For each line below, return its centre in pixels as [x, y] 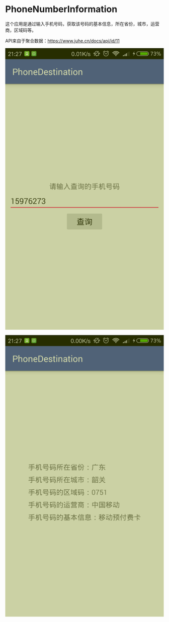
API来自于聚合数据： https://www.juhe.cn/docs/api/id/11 [62, 41]
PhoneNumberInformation [61, 9]
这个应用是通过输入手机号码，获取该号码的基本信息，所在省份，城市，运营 [82, 24]
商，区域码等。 [21, 30]
